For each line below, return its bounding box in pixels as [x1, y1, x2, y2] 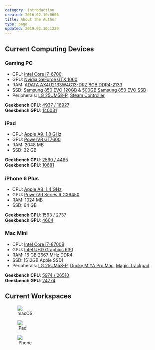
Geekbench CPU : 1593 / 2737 [5, 212, 67, 218]
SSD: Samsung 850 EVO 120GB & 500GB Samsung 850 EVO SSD [12, 87, 147, 93]
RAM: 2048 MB [12, 142, 44, 148]
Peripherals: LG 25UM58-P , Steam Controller [12, 92, 105, 98]
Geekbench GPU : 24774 [5, 277, 56, 283]
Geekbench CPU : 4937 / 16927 [5, 102, 70, 108]
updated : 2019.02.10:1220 [5, 26, 59, 31]
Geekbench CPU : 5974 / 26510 [5, 272, 69, 278]
